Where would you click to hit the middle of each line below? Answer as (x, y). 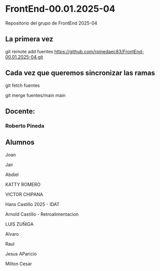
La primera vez (29, 39)
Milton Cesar (19, 263)
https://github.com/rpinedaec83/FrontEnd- (99, 51)
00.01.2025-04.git (24, 57)
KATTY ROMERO (23, 184)
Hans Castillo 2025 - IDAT (32, 204)
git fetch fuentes (22, 85)
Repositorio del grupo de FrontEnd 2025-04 (51, 23)
